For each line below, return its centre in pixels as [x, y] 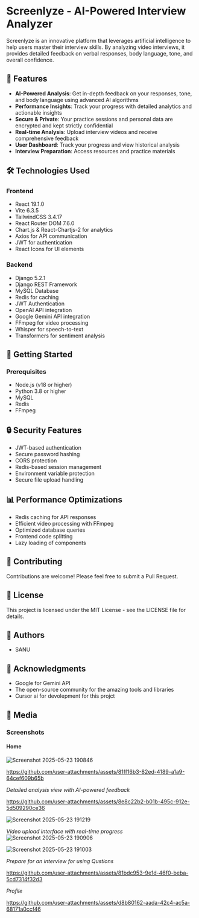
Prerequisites [26, 372]
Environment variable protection [55, 473]
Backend [20, 265]
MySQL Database [37, 290]
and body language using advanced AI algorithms [77, 100]
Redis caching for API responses [55, 517]
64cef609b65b [25, 778]
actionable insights [38, 112]
